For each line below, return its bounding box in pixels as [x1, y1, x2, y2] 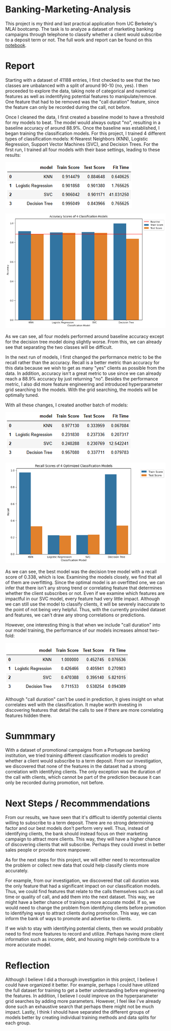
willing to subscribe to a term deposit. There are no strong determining [5, 820, 154, 826]
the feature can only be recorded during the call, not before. [5, 104, 131, 110]
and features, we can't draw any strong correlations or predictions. [5, 612, 146, 618]
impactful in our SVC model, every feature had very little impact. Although [5, 595, 160, 602]
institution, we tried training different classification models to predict [5, 752, 149, 759]
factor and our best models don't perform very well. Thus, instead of [5, 825, 149, 831]
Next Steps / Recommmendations [5, 798, 150, 809]
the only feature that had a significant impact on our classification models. [5, 883, 161, 889]
